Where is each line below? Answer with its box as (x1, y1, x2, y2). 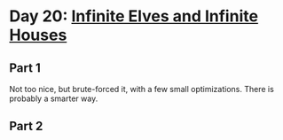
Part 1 (9, 60, 42, 75)
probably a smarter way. (9, 93, 98, 104)
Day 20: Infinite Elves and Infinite (9, 6, 259, 27)
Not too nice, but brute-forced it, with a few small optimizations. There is (9, 84, 275, 94)
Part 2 (9, 119, 43, 134)
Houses (9, 25, 67, 45)
